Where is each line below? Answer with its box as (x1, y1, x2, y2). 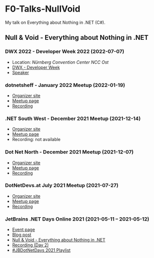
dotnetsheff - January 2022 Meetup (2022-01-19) (5, 82, 125, 88)
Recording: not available (12, 137, 61, 142)
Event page (12, 227, 35, 233)
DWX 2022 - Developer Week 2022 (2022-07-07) (5, 48, 125, 55)
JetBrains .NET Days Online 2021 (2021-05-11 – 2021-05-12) (5, 215, 150, 222)
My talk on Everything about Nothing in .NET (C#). (5, 19, 105, 25)
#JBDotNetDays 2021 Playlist (12, 247, 71, 253)
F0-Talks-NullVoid (5, 3, 81, 15)
